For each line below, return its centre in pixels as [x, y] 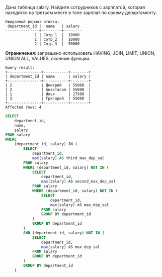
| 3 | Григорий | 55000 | [48, 99]
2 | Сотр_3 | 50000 [57, 44]
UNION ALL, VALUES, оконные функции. [48, 58]
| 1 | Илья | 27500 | [48, 94]
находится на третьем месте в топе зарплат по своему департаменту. [81, 13]
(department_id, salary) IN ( [46, 144]
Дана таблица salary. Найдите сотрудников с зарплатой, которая [75, 7]
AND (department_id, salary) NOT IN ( [64, 233]
